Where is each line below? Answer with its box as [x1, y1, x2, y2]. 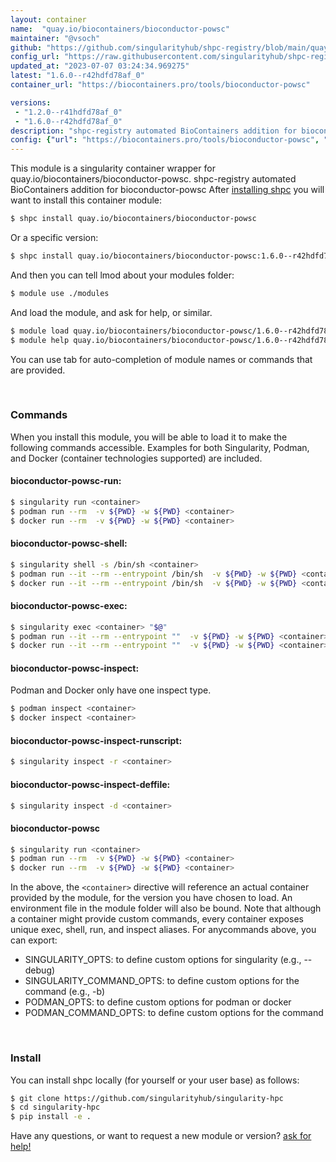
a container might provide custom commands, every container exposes [10, 913, 304, 925]
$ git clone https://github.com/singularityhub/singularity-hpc [10, 1093, 284, 1103]
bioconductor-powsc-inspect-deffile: [10, 778, 171, 790]
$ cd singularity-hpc [10, 1102, 101, 1113]
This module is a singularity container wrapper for [10, 162, 216, 175]
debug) [24, 964, 56, 976]
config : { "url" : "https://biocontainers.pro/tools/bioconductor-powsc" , [10, 135, 320, 145]
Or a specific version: [10, 232, 99, 243]
